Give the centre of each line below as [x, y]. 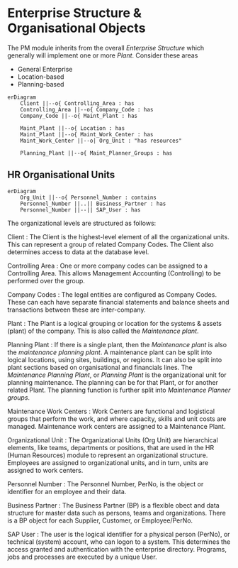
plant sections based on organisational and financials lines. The [100, 367]
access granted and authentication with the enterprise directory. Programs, [117, 549]
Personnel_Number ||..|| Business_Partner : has [93, 204]
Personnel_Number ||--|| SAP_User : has [80, 210]
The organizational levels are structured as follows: [82, 223]
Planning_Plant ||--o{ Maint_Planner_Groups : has [96, 153]
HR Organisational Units [61, 175]
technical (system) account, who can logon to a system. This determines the [119, 542]
